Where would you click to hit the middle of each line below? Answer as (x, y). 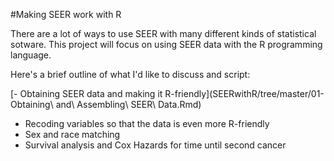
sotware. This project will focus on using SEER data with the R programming (166, 44)
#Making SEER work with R (66, 14)
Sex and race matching (72, 134)
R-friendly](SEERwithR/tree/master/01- (244, 93)
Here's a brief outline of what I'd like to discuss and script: (130, 74)
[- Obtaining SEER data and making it (86, 93)
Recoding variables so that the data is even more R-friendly (147, 123)
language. (31, 55)
